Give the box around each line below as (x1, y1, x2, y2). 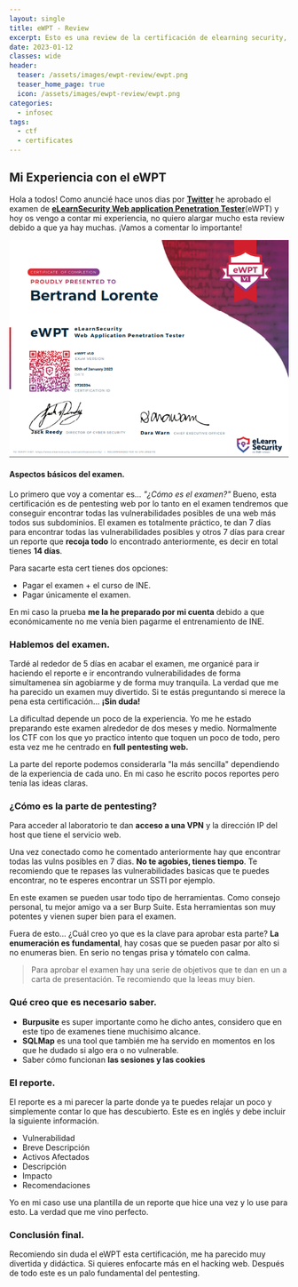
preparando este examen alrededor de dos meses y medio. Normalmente (9, 723, 278, 733)
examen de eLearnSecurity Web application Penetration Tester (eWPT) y (9, 203, 279, 213)
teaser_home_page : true (17, 80, 105, 89)
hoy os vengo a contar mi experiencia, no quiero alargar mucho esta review (9, 212, 286, 223)
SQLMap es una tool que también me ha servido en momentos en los (21, 1035, 276, 1046)
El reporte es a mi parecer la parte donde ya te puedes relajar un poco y (9, 1097, 272, 1107)
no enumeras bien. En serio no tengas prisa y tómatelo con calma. (9, 947, 251, 958)
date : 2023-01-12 (9, 43, 74, 52)
